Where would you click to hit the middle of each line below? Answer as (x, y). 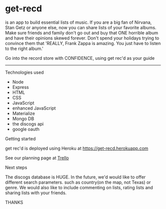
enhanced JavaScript (34, 108)
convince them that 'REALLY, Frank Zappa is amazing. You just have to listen (83, 43)
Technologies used (24, 72)
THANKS (14, 202)
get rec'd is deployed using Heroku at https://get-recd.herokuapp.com (77, 148)
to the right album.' (24, 48)
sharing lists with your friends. (36, 193)
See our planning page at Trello (37, 158)
